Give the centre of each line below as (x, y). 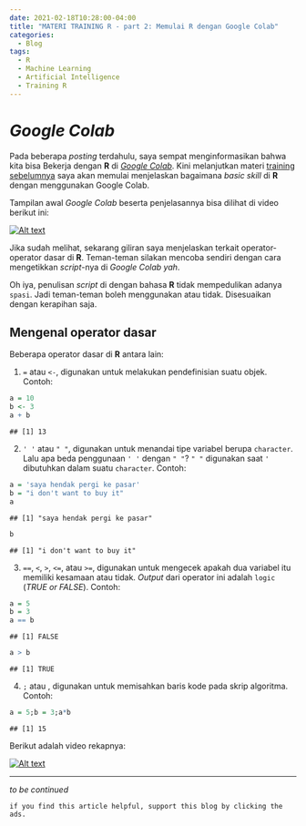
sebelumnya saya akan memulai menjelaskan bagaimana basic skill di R (144, 175)
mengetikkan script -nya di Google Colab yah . (95, 267)
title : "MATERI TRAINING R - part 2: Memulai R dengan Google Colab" (144, 26)
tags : (20, 52)
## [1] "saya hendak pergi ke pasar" (81, 518)
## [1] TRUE (32, 669)
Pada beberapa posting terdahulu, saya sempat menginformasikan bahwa (148, 156)
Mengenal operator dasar (83, 332)
